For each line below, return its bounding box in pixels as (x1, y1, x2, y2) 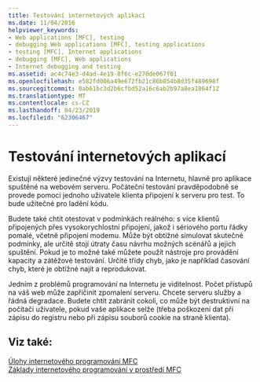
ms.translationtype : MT (8, 92, 86, 100)
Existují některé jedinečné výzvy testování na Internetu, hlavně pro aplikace (8, 174, 252, 183)
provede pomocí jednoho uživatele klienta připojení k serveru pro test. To (8, 190, 245, 200)
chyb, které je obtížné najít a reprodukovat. (8, 264, 147, 274)
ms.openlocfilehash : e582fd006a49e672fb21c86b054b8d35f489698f (8, 77, 220, 85)
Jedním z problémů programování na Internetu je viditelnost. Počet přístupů (8, 279, 253, 288)
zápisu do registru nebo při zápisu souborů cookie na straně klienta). (8, 312, 232, 322)
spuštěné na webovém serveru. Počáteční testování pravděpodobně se (8, 182, 239, 191)
